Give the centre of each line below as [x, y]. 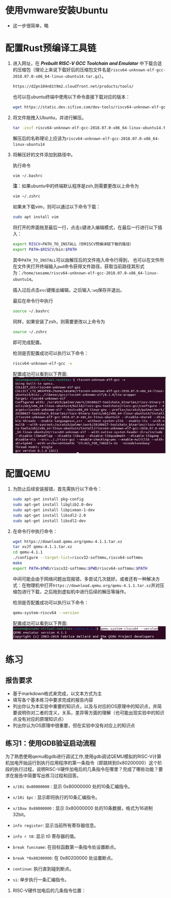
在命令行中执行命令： [35, 531]
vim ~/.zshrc [26, 196]
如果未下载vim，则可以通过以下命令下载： [56, 207]
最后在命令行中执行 [33, 301]
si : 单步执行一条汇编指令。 [41, 880]
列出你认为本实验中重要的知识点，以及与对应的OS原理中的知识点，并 [85, 706]
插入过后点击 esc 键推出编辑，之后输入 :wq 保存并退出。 [68, 290]
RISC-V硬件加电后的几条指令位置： [49, 891]
